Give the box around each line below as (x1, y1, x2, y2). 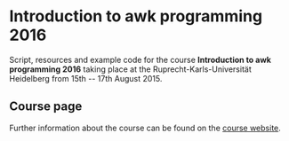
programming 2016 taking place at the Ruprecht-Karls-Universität (9, 64, 252, 74)
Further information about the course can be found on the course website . (9, 122, 282, 133)
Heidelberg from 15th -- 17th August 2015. (9, 73, 163, 83)
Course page (9, 99, 83, 114)
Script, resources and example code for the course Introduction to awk (9, 54, 271, 65)
